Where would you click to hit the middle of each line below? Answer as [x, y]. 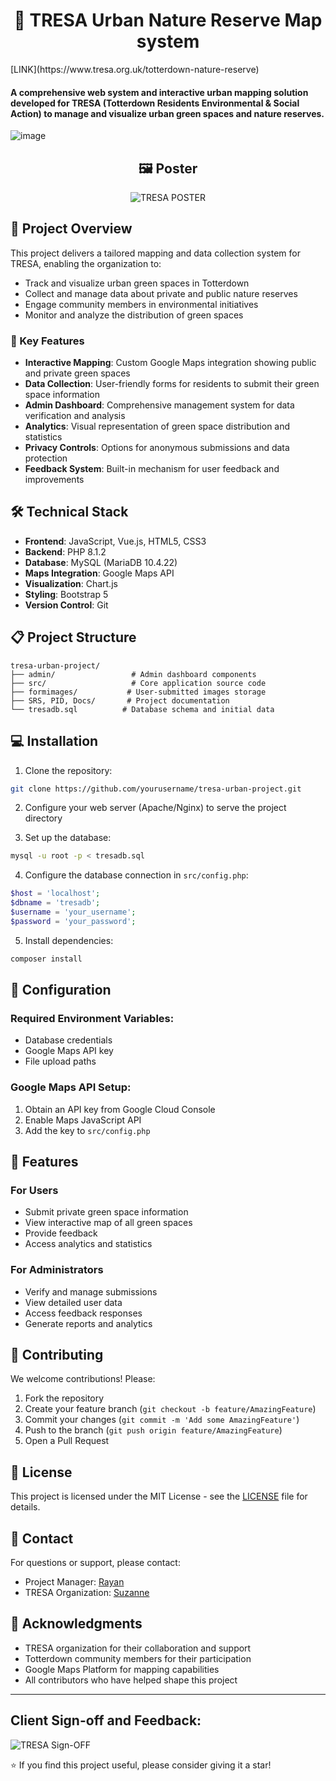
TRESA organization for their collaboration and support [138, 1648]
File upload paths [60, 1061]
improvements [54, 480]
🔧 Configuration [61, 990]
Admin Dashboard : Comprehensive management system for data [159, 405]
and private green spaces [77, 373]
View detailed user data [73, 1302]
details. [25, 1507]
